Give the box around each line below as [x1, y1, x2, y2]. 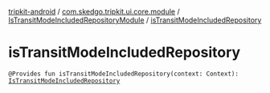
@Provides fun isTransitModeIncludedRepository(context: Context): [8, 70, 239, 78]
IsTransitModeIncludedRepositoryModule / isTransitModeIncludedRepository [8, 15, 262, 25]
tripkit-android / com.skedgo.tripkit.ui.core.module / [8, 7, 181, 16]
